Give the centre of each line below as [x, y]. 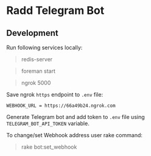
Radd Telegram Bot [55, 11]
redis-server [37, 59]
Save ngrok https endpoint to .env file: [55, 94]
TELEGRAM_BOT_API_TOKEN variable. [48, 123]
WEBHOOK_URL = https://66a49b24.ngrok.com [61, 106]
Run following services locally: [44, 47]
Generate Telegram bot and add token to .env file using [75, 117]
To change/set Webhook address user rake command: [75, 135]
